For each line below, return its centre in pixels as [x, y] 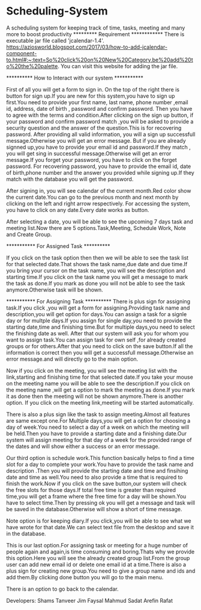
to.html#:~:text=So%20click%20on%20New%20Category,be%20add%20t [100, 60]
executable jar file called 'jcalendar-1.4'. [55, 40]
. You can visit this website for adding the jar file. [118, 66]
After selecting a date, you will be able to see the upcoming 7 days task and [100, 222]
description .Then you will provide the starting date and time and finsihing [97, 470]
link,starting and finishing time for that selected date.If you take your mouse [100, 377]
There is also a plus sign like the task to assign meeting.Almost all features [98, 414]
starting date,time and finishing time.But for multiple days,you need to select [100, 327]
